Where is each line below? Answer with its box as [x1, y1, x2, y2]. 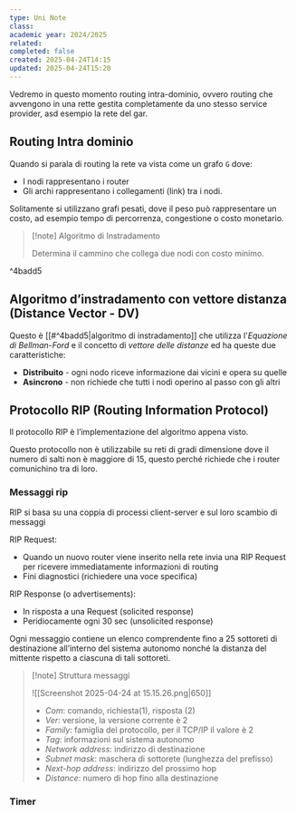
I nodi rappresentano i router [22, 176, 129, 187]
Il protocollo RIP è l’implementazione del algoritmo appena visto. [9, 427, 249, 438]
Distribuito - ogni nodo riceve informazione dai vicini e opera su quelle [22, 366, 288, 377]
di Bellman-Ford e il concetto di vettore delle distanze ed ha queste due [9, 339, 276, 350]
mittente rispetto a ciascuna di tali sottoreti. [9, 652, 171, 663]
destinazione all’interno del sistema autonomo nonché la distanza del [9, 643, 267, 654]
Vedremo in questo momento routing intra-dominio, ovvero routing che [9, 88, 273, 100]
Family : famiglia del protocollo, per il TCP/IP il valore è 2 [44, 724, 254, 735]
